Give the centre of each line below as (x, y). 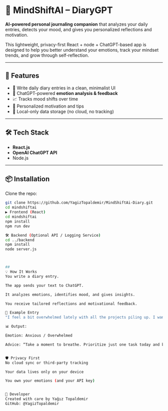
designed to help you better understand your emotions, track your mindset (82, 50)
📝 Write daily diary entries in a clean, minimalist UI (64, 88)
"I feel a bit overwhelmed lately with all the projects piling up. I (80, 318)
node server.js (21, 249)
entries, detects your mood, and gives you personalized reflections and (78, 29)
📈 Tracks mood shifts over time (45, 99)
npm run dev (17, 226)
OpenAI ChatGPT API (35, 152)
